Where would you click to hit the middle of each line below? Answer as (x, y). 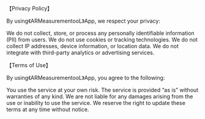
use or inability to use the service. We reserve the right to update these (96, 103)
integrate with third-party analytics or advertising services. (80, 52)
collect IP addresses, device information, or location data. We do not (93, 46)
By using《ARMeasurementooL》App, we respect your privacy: (83, 21)
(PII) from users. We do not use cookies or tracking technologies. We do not (102, 40)
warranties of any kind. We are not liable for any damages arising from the (100, 96)
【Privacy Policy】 (30, 8)
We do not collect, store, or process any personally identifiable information (100, 33)
